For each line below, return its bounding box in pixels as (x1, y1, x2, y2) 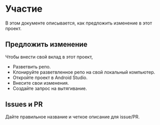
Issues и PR (5, 100, 43, 109)
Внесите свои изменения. (12, 80, 69, 86)
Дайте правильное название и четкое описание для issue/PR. (5, 113, 140, 120)
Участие (5, 3, 43, 15)
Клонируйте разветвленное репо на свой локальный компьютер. (12, 69, 155, 75)
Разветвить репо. (12, 63, 51, 69)
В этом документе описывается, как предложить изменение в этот (5, 20, 152, 26)
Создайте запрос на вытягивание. (12, 85, 87, 91)
